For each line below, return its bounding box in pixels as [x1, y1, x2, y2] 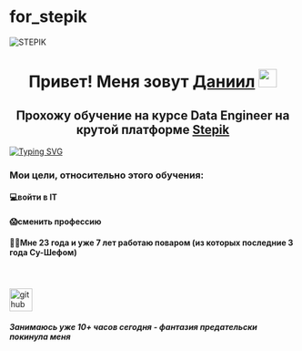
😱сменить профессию [9, 216, 102, 227]
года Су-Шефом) [9, 246, 77, 257]
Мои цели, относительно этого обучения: [9, 169, 205, 181]
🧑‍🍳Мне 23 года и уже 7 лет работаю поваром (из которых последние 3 [9, 237, 294, 248]
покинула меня [9, 331, 71, 343]
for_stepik [9, 6, 88, 27]
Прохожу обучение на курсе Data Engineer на [15, 108, 290, 123]
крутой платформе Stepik [75, 121, 230, 138]
